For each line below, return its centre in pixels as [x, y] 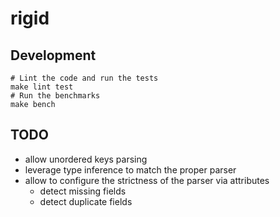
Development [53, 55]
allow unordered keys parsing [86, 159]
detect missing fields [83, 191]
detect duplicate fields [86, 201]
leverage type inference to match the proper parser [130, 169]
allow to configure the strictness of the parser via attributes [147, 180]
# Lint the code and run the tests [84, 78]
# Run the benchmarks [55, 96]
